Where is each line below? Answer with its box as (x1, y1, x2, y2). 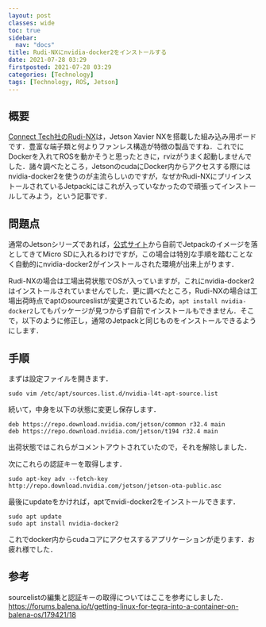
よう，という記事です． (35, 191, 112, 201)
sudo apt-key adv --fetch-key (8, 475, 109, 483)
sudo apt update (8, 513, 62, 521)
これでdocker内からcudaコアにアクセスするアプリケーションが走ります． (8, 534, 249, 544)
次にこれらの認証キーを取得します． (8, 459, 127, 468)
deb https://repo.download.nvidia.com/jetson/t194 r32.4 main (8, 427, 218, 435)
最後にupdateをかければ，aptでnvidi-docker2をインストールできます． (8, 497, 241, 506)
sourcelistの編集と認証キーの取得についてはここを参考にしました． (8, 592, 228, 602)
